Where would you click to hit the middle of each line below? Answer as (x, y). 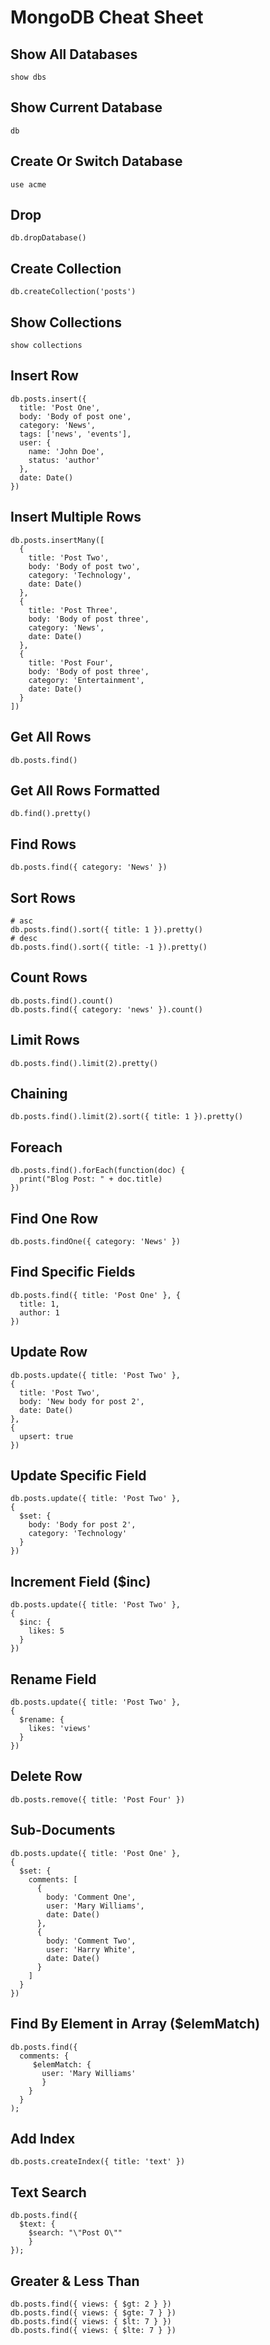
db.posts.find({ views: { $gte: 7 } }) (93, 2312)
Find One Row (54, 1218)
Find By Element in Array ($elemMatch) (135, 2024)
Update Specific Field (78, 1476)
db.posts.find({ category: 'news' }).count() (106, 1009)
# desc (24, 938)
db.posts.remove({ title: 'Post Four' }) (98, 1799)
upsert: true (46, 1436)
